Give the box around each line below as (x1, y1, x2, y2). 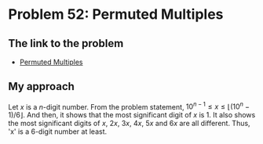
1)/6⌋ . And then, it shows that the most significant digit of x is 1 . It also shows (8, 110, 256, 120)
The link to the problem (8, 37, 124, 50)
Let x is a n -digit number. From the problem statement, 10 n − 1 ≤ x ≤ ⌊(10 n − (8, 100, 250, 111)
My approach (8, 80, 75, 93)
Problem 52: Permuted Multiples (8, 5, 224, 23)
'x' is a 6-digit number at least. (8, 127, 108, 136)
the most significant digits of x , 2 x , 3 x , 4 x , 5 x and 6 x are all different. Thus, (8, 119, 250, 128)
